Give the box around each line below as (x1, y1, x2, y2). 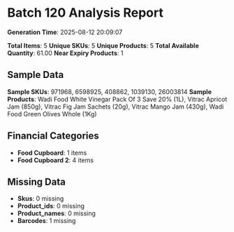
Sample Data (7, 69, 64, 81)
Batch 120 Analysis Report (7, 5, 164, 21)
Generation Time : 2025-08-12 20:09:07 (7, 28, 123, 36)
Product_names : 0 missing (17, 209, 96, 217)
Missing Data (7, 176, 66, 187)
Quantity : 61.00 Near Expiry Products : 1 (7, 49, 124, 57)
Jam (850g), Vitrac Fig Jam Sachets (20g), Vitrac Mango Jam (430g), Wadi (7, 102, 224, 111)
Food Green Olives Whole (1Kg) (7, 109, 97, 118)
